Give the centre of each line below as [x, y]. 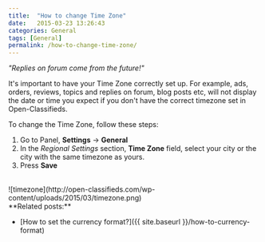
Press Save [39, 165]
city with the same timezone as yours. [82, 157]
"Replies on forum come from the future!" [77, 68]
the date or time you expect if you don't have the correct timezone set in [127, 101]
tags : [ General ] [35, 38]
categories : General [43, 30]
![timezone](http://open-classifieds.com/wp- [82, 189]
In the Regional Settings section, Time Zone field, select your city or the [138, 149]
